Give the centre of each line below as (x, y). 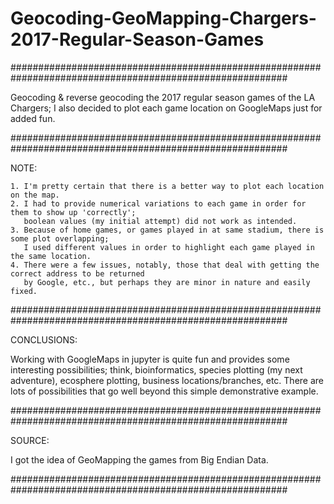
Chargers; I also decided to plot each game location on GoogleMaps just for (166, 108)
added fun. (33, 118)
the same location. (51, 256)
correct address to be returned (77, 273)
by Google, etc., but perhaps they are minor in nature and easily (167, 282)
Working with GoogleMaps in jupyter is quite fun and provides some (150, 359)
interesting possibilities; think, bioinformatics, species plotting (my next (156, 369)
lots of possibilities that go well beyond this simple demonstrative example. (164, 391)
